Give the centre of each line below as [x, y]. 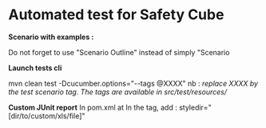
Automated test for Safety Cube [116, 15]
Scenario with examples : [51, 37]
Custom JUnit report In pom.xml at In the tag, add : [93, 107]
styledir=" [195, 107]
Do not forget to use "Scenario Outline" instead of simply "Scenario [119, 52]
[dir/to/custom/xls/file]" [47, 116]
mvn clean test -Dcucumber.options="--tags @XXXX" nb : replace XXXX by [133, 83]
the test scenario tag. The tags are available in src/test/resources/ [118, 92]
